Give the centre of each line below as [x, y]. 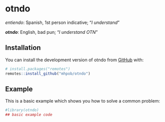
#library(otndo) [22, 110]
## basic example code [29, 115]
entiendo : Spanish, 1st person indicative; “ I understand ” [62, 22]
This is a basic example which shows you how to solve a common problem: [82, 101]
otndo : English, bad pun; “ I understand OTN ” [51, 32]
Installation [23, 48]
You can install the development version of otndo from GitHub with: [74, 60]
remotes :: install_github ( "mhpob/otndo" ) [48, 73]
